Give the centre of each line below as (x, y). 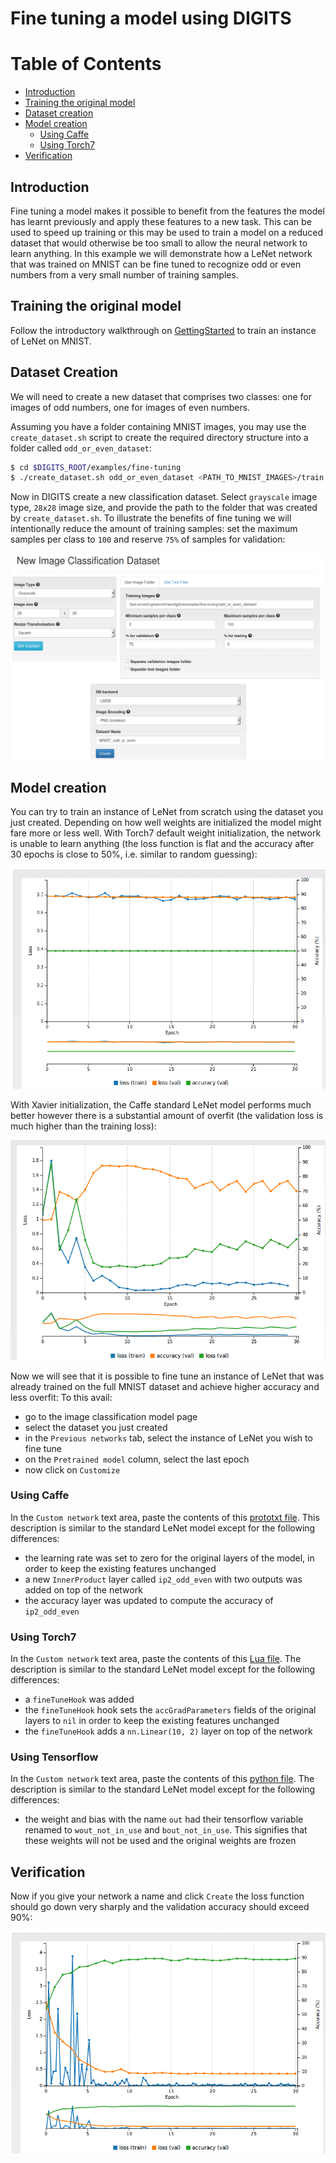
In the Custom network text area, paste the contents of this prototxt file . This (165, 1517)
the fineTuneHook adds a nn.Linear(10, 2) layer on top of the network (168, 1731)
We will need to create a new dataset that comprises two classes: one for (161, 396)
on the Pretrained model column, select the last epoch (137, 1459)
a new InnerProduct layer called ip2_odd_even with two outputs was (163, 1579)
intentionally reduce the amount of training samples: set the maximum (154, 529)
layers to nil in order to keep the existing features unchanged (152, 1721)
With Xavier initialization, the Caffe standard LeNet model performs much (161, 1105)
